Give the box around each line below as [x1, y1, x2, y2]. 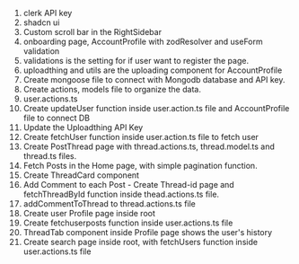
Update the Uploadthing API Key [22, 122, 144, 133]
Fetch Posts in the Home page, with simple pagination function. [22, 161, 259, 171]
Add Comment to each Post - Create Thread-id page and [22, 180, 234, 189]
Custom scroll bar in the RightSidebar [22, 27, 163, 37]
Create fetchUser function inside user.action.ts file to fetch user [22, 132, 259, 142]
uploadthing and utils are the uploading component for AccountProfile [22, 65, 283, 75]
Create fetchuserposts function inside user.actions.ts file [22, 217, 233, 228]
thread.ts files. [22, 151, 77, 161]
